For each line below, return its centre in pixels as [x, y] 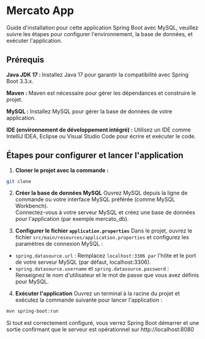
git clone [19, 181]
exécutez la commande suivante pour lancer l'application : [89, 300]
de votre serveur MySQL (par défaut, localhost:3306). [83, 262]
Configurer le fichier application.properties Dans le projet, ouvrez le [104, 231]
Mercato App [40, 11]
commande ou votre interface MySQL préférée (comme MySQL [95, 199]
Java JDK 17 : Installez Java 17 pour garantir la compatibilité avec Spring [97, 75]
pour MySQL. [32, 281]
